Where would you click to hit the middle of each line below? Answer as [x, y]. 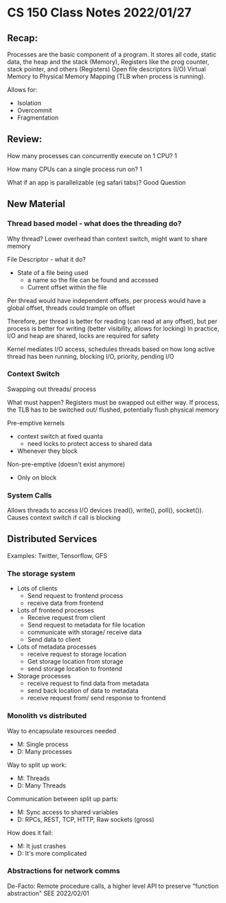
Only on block [37, 477]
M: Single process [43, 744]
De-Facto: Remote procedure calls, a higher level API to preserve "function [113, 886]
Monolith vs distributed [47, 716]
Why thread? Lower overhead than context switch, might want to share [108, 238]
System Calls [30, 495]
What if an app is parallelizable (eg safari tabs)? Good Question [97, 182]
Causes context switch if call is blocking [64, 517]
